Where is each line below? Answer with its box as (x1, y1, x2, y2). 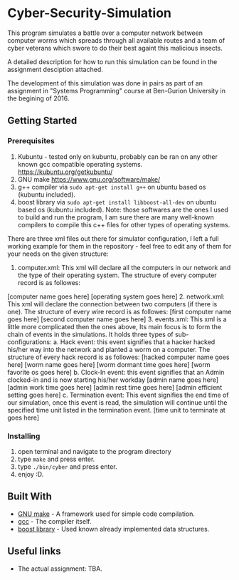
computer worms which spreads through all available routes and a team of (7, 36, 225, 44)
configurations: (7, 337, 52, 346)
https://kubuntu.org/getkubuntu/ (17, 167, 113, 176)
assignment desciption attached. (7, 65, 103, 73)
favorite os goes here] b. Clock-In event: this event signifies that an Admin (7, 368, 225, 376)
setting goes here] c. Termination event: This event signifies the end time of (7, 390, 229, 399)
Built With (7, 490, 52, 503)
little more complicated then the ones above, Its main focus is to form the (7, 322, 222, 331)
